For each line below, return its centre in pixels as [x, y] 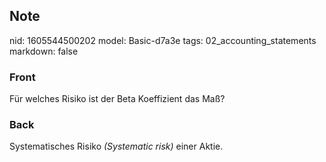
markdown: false [44, 51]
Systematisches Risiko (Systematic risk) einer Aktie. [116, 146]
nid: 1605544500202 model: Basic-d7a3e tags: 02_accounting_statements [163, 40]
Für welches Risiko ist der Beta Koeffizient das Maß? [117, 99]
